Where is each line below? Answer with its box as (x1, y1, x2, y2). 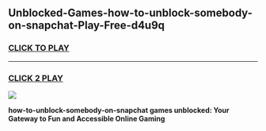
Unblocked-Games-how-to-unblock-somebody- (8, 6, 253, 20)
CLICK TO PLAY (8, 43, 70, 54)
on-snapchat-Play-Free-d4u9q (8, 19, 165, 33)
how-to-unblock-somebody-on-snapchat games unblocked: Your (8, 105, 230, 114)
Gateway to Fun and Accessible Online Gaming (8, 114, 165, 123)
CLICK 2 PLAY (8, 72, 63, 83)
